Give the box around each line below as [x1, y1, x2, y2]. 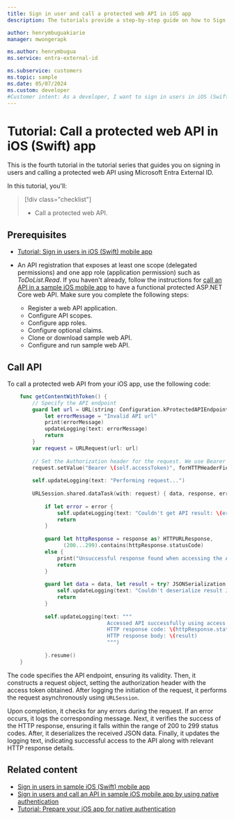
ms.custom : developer [7, 86, 70, 94]
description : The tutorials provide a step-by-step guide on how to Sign [7, 17, 226, 24]
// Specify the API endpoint [32, 400, 117, 407]
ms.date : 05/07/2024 [7, 80, 68, 87]
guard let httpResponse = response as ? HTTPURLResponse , [44, 535, 214, 543]
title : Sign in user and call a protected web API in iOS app [7, 10, 192, 17]
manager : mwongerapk [7, 36, 68, 42]
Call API [7, 361, 42, 373]
